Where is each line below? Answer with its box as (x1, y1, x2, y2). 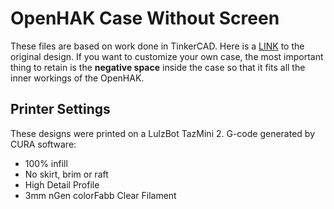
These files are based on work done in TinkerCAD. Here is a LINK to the (10, 40, 305, 52)
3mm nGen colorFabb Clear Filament (24, 189, 177, 201)
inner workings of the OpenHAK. (10, 72, 145, 84)
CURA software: (10, 138, 77, 150)
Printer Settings (10, 101, 111, 118)
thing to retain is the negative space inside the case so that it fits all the (10, 61, 306, 73)
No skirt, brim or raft (24, 168, 109, 180)
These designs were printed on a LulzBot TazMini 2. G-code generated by (10, 127, 316, 139)
